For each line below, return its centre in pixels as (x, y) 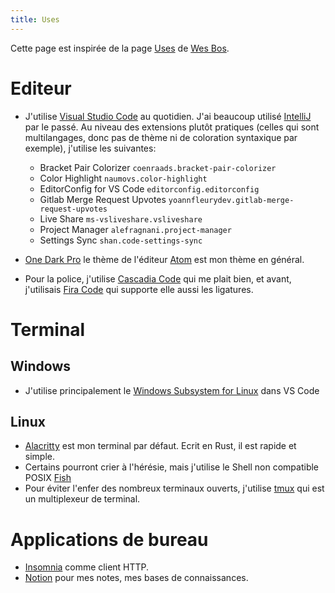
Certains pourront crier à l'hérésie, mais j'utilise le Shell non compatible (172, 467)
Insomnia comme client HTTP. (87, 567)
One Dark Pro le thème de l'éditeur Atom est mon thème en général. (164, 259)
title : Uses (35, 19)
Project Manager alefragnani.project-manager (135, 229)
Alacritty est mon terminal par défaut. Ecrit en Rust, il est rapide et (160, 446)
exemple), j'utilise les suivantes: (90, 148)
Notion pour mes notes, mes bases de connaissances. (136, 578)
